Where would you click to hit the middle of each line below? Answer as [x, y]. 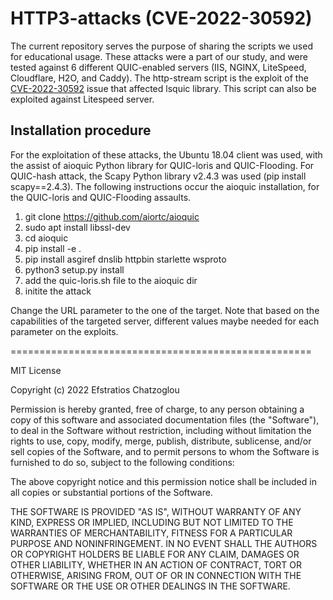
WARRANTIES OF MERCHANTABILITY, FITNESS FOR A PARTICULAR [151, 533]
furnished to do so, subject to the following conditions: [122, 462]
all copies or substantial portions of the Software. [111, 492]
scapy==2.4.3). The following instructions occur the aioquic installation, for [165, 186]
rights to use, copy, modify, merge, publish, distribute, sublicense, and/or [161, 441]
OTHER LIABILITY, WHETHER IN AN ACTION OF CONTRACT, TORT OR [156, 564]
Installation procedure [81, 130]
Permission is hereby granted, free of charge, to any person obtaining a [157, 409]
